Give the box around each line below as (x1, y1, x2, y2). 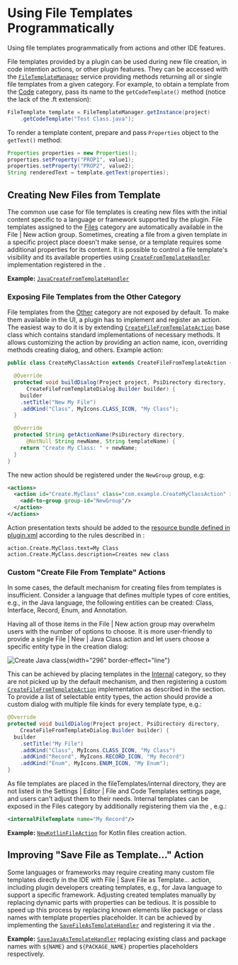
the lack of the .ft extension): (7, 94, 91, 104)
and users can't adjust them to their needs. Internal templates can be (7, 795, 209, 803)
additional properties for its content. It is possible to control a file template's (7, 246, 228, 253)
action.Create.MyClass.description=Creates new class (7, 551, 170, 558)
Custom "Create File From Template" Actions (7, 567, 166, 577)
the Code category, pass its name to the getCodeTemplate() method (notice (7, 87, 226, 96)
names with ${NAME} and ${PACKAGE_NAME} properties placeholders (7, 942, 198, 950)
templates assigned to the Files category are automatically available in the (7, 223, 223, 231)
